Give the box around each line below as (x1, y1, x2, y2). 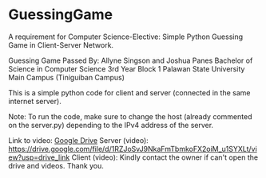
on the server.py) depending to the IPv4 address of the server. (8, 120, 214, 130)
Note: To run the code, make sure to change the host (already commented (8, 111, 252, 121)
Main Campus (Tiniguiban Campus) (8, 72, 125, 82)
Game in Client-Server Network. (8, 40, 114, 49)
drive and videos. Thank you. (8, 161, 104, 170)
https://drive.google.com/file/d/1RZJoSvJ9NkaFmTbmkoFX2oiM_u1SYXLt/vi (8, 144, 257, 153)
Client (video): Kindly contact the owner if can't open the (71, 153, 258, 162)
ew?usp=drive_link (8, 153, 70, 162)
